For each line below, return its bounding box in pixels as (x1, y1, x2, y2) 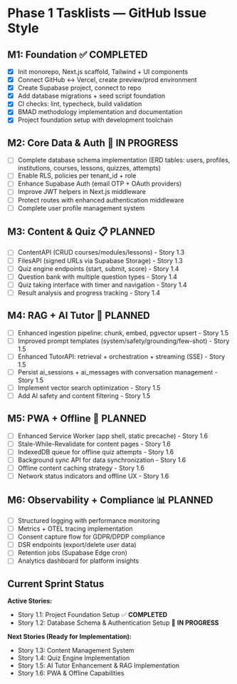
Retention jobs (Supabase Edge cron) (17, 548, 128, 557)
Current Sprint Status (7, 578, 105, 590)
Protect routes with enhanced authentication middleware (17, 195, 184, 204)
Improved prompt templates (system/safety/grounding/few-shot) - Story (17, 337, 230, 345)
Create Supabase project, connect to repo (17, 83, 142, 92)
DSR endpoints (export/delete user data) (17, 541, 137, 549)
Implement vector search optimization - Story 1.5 (17, 383, 161, 392)
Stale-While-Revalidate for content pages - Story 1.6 (17, 439, 171, 448)
